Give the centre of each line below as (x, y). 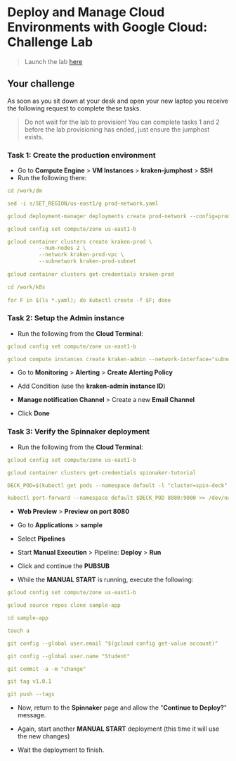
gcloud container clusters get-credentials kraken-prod (91, 274)
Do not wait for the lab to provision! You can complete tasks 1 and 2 (122, 122)
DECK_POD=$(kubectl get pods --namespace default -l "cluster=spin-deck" (118, 485)
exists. (34, 137)
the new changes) (44, 736)
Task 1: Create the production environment (81, 155)
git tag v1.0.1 (29, 681)
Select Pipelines (41, 539)
